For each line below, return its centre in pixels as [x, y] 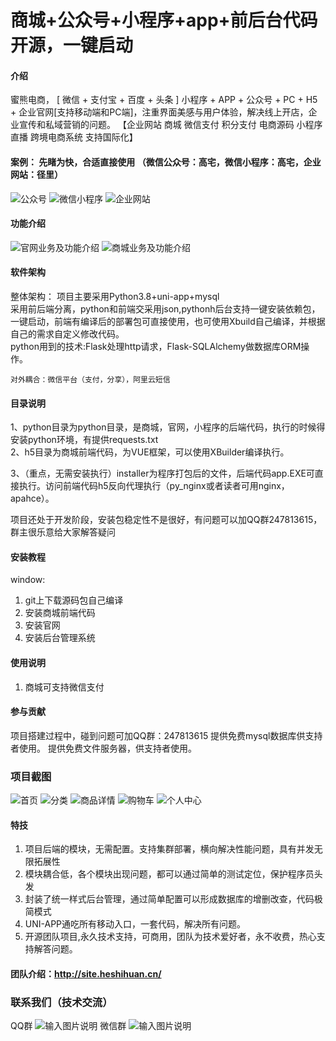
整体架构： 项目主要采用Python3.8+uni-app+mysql [115, 296]
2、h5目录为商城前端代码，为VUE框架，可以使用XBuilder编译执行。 [150, 452]
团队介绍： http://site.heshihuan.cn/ [86, 973]
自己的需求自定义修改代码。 [67, 334]
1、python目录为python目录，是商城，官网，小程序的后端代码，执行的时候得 [168, 427]
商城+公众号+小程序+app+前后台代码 [164, 20]
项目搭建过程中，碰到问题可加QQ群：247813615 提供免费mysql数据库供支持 [166, 735]
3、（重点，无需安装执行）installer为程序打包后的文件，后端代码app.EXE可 [162, 473]
